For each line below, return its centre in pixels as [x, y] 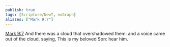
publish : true [20, 10]
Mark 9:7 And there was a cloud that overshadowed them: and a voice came [85, 34]
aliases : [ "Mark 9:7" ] [29, 19]
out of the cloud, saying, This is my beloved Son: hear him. [67, 39]
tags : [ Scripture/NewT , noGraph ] [41, 15]
